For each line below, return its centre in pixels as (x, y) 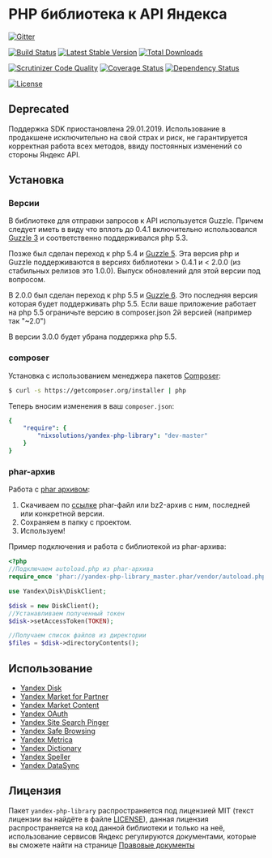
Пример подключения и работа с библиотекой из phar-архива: (117, 547)
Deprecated (39, 109)
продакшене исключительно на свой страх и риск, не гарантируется (128, 137)
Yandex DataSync (50, 765)
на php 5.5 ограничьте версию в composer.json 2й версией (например (130, 312)
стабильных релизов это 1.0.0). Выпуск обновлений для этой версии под (134, 271)
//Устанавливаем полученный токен (67, 613)
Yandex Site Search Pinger (64, 722)
